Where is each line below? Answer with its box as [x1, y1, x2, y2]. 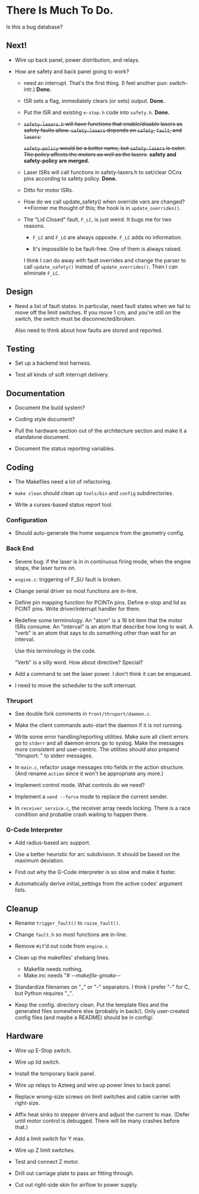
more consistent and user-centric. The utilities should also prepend [14, 745, 179, 753]
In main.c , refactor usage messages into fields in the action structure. [14, 763, 185, 770]
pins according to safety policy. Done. [23, 175, 117, 182]
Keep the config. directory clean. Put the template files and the [14, 1001, 169, 1008]
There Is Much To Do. [6, 4, 114, 17]
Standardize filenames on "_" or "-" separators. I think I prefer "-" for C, [14, 983, 190, 991]
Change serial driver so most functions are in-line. [14, 587, 138, 594]
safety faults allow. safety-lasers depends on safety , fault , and [23, 126, 182, 134]
